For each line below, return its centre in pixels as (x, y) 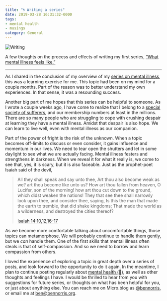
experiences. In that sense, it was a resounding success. (63, 92)
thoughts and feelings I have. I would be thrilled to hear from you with (76, 277)
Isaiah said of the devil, (29, 170)
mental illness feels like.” (30, 62)
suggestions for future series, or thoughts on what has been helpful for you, (83, 283)
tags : (11, 19)
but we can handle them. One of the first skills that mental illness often (78, 241)
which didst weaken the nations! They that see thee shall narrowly (85, 195)
